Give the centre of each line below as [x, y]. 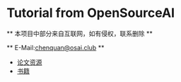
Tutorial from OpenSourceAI [90, 13]
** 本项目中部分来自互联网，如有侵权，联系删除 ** [80, 33]
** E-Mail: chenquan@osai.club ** [56, 47]
